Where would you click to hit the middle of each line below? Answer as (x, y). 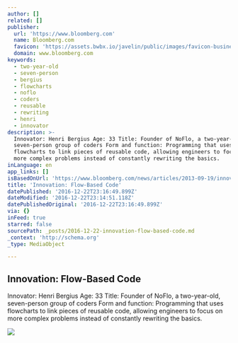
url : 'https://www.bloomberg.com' (64, 34)
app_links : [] (28, 171)
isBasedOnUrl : (28, 178)
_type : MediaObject (36, 244)
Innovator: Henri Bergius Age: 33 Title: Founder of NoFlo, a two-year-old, (114, 296)
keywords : (22, 60)
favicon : (27, 47)
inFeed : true (27, 218)
